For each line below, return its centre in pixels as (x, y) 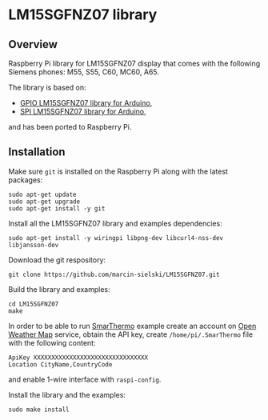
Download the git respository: (57, 260)
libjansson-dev (34, 245)
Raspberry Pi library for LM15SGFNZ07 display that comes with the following (134, 63)
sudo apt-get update (43, 194)
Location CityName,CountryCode (60, 364)
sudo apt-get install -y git (57, 208)
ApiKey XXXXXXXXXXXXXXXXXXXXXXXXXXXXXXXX (78, 358)
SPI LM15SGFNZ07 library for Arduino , (83, 111)
